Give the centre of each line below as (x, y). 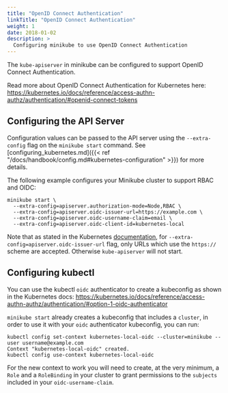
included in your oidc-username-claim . (60, 382)
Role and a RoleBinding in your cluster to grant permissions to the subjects (112, 375)
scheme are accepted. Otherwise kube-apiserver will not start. (95, 251)
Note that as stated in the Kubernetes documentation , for (87, 236)
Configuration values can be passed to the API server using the (96, 138)
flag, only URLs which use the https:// (161, 244)
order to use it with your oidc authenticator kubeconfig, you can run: (103, 324)
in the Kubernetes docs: (41, 296)
